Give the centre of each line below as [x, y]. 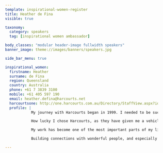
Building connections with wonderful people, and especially [94, 139]
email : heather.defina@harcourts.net [48, 99]
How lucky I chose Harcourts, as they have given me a [88, 121]
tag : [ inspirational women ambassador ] [50, 36]
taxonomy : [15, 27]
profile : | [20, 108]
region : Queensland [29, 81]
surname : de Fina [27, 76]
